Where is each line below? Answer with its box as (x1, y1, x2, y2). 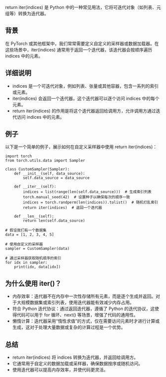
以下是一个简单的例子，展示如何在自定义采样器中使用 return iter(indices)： (5, 144, 158, 150)
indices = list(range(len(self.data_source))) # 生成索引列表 (23, 189, 152, 194)
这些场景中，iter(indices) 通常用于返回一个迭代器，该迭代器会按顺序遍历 (5, 47, 153, 53)
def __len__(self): (14, 214, 55, 219)
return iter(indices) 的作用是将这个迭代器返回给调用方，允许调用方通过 (12, 108, 156, 114)
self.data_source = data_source (23, 176, 90, 181)
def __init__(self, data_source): (14, 171, 85, 176)
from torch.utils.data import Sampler (5, 158, 85, 163)
